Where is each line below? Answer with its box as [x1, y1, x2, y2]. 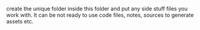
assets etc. [6, 18, 34, 25]
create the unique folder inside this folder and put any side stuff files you [6, 5, 188, 12]
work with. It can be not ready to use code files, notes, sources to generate [6, 11, 194, 19]
